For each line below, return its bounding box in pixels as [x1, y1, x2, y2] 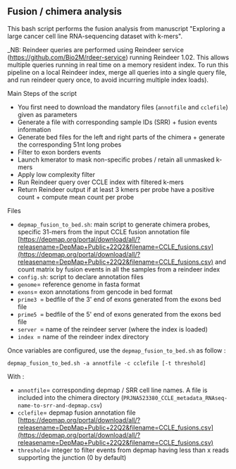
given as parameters [17, 110, 77, 118]
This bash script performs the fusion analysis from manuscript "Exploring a [7, 24, 225, 32]
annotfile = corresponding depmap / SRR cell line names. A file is [17, 386, 208, 394]
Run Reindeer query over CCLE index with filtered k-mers [17, 178, 185, 186]
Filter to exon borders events [17, 147, 101, 156]
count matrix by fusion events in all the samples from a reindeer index [17, 264, 221, 274]
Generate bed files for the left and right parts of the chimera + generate [17, 133, 225, 141]
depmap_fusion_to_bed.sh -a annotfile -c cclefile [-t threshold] [7, 360, 206, 367]
